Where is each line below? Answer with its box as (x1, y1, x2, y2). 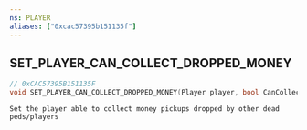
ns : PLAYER (9, 13, 51, 23)
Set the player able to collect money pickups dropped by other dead (9, 105, 281, 114)
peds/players (9, 113, 59, 122)
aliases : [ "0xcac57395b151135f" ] (9, 22, 137, 31)
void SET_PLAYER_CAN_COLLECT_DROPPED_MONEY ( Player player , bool (9, 88, 259, 97)
